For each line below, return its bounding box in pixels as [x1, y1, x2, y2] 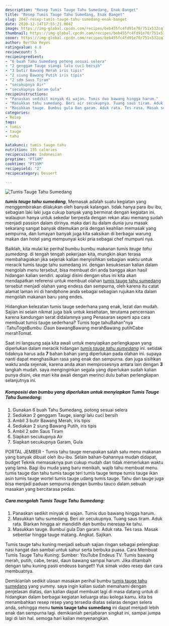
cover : [5, 36, 19, 41]
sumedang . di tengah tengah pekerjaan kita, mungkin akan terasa [5, 251, 141, 257]
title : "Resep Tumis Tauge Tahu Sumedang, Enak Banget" [5, 12, 125, 17]
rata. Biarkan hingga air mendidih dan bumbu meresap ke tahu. [12, 521, 143, 527]
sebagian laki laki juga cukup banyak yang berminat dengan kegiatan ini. [5, 209, 156, 215]
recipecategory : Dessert [5, 170, 57, 176]
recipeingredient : [5, 54, 44, 59]
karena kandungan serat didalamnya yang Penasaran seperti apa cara [5, 314, 150, 320]
